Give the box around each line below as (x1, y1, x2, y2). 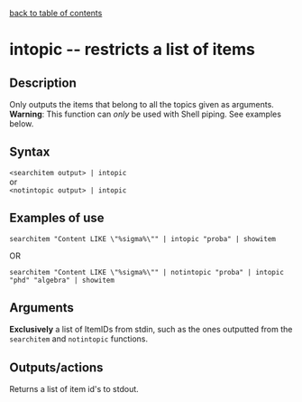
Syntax (9, 145, 50, 160)
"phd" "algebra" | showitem (9, 276, 115, 285)
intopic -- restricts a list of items (9, 40, 255, 60)
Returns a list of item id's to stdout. (9, 384, 140, 395)
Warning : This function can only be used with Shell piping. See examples (9, 108, 282, 119)
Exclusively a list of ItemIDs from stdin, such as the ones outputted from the (9, 324, 293, 335)
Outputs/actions (9, 360, 104, 375)
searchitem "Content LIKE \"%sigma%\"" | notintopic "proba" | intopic (9, 267, 284, 276)
